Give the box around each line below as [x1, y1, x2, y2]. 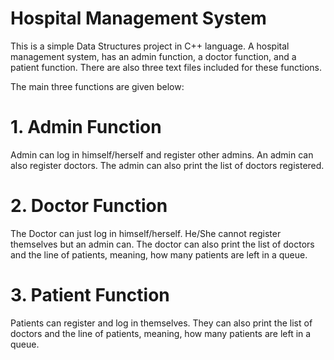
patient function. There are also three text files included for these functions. [10, 61, 322, 73]
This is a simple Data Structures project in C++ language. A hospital [10, 40, 290, 52]
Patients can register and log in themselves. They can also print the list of [10, 317, 313, 329]
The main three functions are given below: [10, 80, 185, 92]
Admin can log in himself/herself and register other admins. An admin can [10, 148, 314, 161]
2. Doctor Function [10, 195, 168, 217]
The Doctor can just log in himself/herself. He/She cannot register [10, 227, 282, 239]
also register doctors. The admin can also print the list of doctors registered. [10, 159, 325, 171]
